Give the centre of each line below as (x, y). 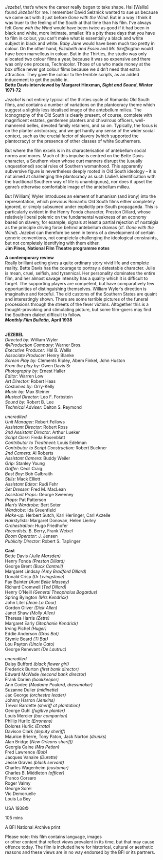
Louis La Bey (18, 799)
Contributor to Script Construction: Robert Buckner (56, 448)
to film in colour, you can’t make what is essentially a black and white (74, 38)
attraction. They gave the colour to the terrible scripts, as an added (72, 74)
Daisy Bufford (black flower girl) (37, 664)
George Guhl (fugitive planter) (35, 711)
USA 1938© (17, 808)
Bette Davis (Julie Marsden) (33, 556)
